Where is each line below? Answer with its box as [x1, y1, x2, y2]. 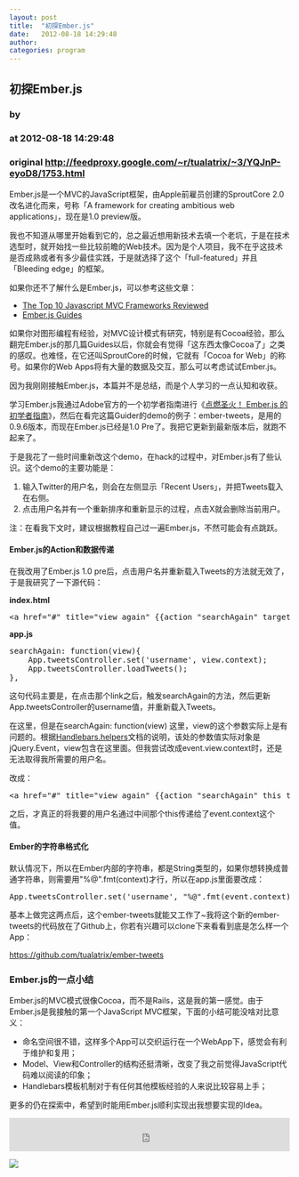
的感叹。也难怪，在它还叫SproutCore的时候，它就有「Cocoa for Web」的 [9, 350, 279, 360]
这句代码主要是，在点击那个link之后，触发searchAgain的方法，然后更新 [9, 690, 271, 701]
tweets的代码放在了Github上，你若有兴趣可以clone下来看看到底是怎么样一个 [9, 921, 289, 931]
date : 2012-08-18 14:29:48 [9, 29, 117, 38]
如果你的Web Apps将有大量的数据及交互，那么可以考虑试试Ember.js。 [24, 361, 282, 372]
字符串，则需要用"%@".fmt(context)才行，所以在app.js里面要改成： [16, 874, 265, 885]
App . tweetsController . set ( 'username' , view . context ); [28, 655, 268, 665]
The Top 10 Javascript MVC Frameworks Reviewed [21, 300, 209, 310]
